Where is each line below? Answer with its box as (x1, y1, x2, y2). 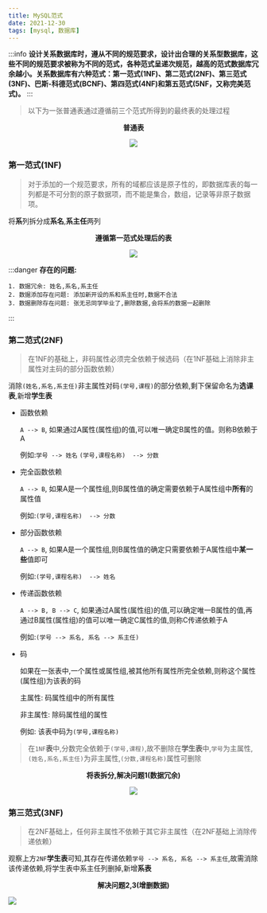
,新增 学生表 (15, 391, 53, 400)
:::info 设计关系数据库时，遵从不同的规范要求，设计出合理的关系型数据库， (8, 49, 252, 59)
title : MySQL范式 (8, 11, 64, 20)
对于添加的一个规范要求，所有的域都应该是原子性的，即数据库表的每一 (27, 179, 258, 189)
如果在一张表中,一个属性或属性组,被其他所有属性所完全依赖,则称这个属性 (19, 665, 256, 675)
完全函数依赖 (19, 466, 62, 476)
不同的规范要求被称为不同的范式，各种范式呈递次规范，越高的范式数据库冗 (14, 59, 259, 68)
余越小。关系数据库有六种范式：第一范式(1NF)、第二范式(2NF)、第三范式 (8, 69, 247, 79)
